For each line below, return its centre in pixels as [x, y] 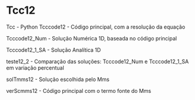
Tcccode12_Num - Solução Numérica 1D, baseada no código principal [92, 38]
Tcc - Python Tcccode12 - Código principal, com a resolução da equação [96, 27]
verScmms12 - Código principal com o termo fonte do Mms [79, 90]
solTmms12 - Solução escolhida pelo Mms [58, 79]
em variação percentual [35, 68]
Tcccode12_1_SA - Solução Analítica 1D [54, 50]
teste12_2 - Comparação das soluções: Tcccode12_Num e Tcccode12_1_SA [97, 61]
